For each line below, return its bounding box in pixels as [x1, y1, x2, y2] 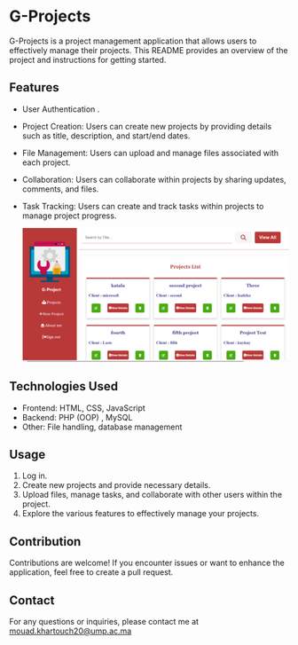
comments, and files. [21, 184, 99, 194]
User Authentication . [21, 104, 100, 114]
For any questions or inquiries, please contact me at [9, 617, 200, 627]
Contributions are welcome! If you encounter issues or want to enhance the [9, 557, 286, 569]
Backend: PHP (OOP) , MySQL [21, 412, 133, 422]
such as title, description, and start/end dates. [21, 130, 191, 141]
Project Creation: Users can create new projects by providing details [21, 121, 272, 131]
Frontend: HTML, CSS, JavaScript [21, 402, 146, 413]
